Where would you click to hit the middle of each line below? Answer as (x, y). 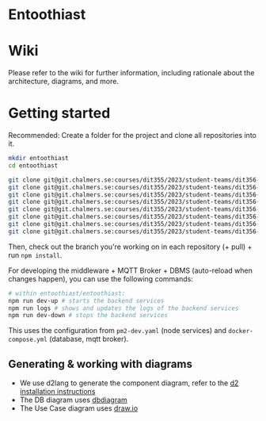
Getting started (59, 113)
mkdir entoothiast (38, 159)
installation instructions (57, 392)
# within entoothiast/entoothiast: (67, 293)
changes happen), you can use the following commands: (101, 278)
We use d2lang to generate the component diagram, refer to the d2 (129, 383)
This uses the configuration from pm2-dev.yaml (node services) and (118, 331)
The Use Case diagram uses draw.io (79, 408)
